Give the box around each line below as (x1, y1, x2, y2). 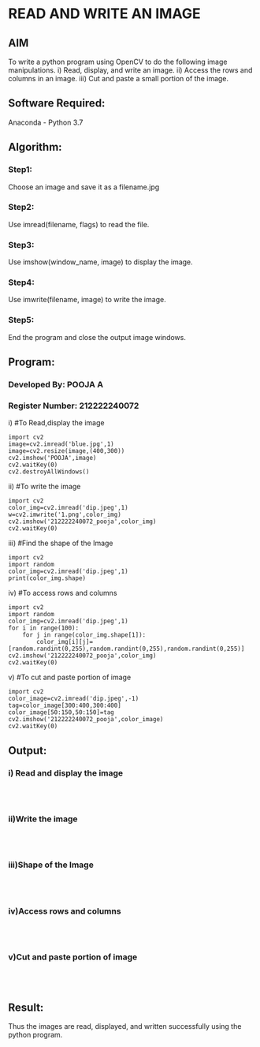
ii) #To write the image (8, 482, 81, 492)
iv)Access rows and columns (8, 905, 121, 916)
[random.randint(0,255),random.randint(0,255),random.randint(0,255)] (8, 645, 245, 653)
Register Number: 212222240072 (8, 400, 139, 411)
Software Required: (8, 96, 106, 110)
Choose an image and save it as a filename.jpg (8, 182, 160, 192)
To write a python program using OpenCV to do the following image (8, 57, 228, 66)
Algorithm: (8, 140, 62, 154)
